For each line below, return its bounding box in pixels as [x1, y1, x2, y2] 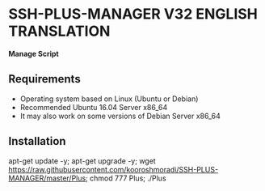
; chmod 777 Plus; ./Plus [85, 173, 167, 183]
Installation [8, 134, 66, 148]
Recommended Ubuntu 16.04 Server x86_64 [19, 102, 168, 112]
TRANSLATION [8, 22, 111, 40]
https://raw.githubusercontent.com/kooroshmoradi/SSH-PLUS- [8, 164, 219, 174]
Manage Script [8, 49, 59, 58]
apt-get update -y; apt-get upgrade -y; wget [8, 155, 156, 166]
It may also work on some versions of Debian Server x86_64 [19, 111, 221, 121]
